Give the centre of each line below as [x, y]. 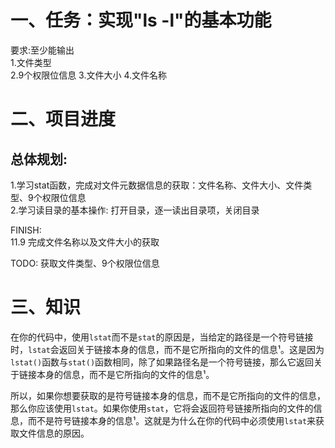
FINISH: [26, 230]
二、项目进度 [63, 119]
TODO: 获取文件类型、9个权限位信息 [85, 263]
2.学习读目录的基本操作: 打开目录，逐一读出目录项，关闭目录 [135, 210]
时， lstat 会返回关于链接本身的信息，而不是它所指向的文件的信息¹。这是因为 [167, 349]
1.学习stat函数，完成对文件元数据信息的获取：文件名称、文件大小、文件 [157, 185]
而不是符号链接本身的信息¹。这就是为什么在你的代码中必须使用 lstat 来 [172, 420]
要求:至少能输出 [42, 50]
